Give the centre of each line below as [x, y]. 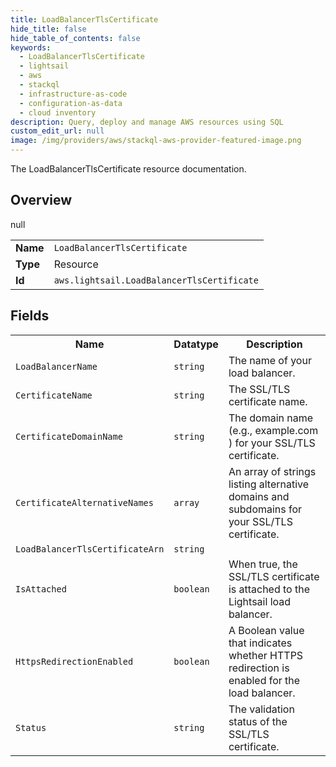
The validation [261, 709]
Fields [30, 316]
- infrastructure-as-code [73, 94]
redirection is [259, 668]
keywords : [31, 47]
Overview [41, 200]
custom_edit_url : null [57, 131]
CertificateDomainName [69, 436]
